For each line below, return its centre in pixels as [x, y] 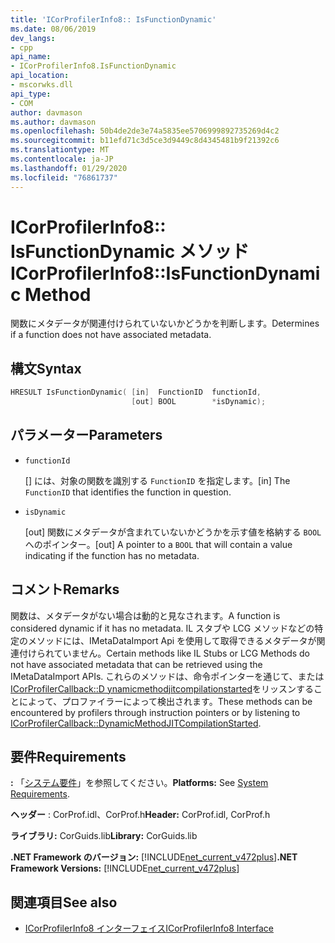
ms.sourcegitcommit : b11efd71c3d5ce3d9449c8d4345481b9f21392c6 [145, 141]
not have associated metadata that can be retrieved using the [136, 664]
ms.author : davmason [53, 122]
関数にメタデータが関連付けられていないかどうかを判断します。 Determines [165, 323]
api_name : [31, 57]
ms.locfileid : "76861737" [64, 177]
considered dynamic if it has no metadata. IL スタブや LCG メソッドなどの [162, 628]
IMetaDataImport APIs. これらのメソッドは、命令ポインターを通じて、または [167, 676]
